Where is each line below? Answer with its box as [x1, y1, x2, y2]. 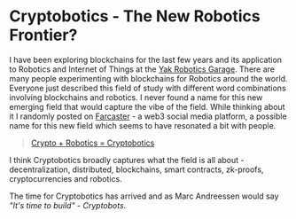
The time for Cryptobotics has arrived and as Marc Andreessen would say [9, 191, 279, 201]
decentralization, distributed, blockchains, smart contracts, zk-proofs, [9, 164, 264, 175]
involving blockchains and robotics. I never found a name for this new [9, 91, 263, 103]
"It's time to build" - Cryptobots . [9, 199, 127, 210]
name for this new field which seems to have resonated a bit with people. [9, 120, 277, 130]
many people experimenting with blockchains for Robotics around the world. [9, 73, 288, 83]
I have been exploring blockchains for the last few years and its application [9, 54, 282, 65]
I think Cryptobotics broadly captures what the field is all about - [9, 154, 245, 165]
